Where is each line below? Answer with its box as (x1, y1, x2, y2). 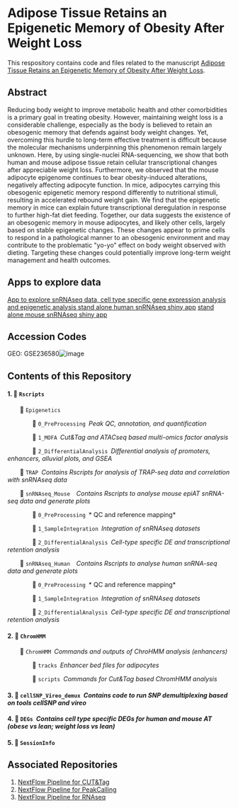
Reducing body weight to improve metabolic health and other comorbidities (7, 105, 228, 114)
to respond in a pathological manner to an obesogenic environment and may (7, 233, 230, 241)
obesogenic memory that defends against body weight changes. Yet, (7, 127, 209, 136)
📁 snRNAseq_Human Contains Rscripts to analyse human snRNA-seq (20, 559, 217, 567)
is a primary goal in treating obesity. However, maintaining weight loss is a (7, 113, 223, 121)
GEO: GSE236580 (7, 349, 60, 358)
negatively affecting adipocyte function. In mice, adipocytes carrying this (7, 181, 221, 189)
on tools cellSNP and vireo (7, 698, 87, 707)
